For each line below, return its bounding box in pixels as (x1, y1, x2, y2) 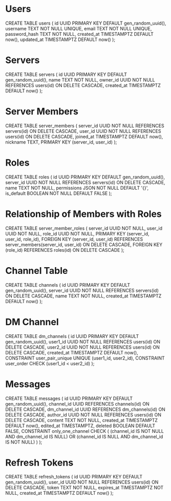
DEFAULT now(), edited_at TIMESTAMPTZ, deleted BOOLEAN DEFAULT (5, 423, 156, 429)
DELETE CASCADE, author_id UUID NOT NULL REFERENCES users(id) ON (5, 411, 162, 418)
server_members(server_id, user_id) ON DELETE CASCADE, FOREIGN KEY (5, 242, 163, 248)
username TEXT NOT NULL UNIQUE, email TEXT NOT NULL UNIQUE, (5, 25, 152, 31)
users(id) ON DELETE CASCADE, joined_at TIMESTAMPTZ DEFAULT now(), (5, 133, 163, 139)
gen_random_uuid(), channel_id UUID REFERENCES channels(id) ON (5, 400, 149, 407)
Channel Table (5, 265, 68, 276)
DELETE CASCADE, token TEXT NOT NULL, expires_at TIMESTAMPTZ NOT (5, 485, 164, 491)
